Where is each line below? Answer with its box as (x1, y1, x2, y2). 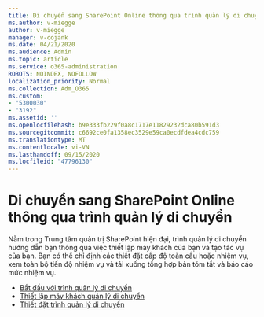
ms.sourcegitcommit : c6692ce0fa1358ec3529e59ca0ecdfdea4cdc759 (8, 128, 220, 136)
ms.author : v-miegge (8, 19, 76, 27)
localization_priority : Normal (8, 77, 111, 85)
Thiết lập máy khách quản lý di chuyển (19, 292, 145, 301)
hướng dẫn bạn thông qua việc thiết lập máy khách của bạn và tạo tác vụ (8, 243, 244, 252)
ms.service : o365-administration (8, 63, 118, 71)
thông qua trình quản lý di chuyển (8, 208, 233, 227)
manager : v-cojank (8, 33, 68, 42)
